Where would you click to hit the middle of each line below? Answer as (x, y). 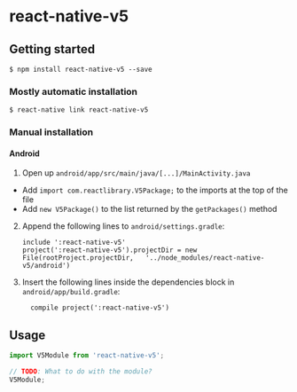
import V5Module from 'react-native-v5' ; (87, 356)
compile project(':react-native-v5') (100, 308)
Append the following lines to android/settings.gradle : (123, 226)
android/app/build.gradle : (71, 292)
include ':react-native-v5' (74, 243)
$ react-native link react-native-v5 (79, 110)
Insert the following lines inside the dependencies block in (128, 282)
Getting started (52, 49)
